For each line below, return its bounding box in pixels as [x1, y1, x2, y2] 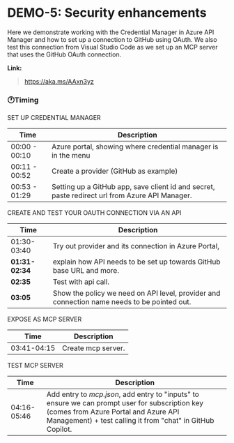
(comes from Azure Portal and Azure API [46, 407, 180, 416]
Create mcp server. [61, 343, 125, 353]
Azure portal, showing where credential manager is [51, 142, 219, 151]
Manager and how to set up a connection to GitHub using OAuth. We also [7, 35, 217, 43]
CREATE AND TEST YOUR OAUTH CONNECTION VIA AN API [7, 209, 182, 217]
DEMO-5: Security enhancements [7, 5, 207, 21]
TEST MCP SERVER [7, 361, 64, 370]
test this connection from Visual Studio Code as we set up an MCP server [7, 43, 218, 51]
